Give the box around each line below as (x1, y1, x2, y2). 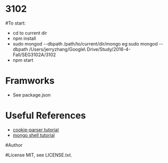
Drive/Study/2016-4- (87, 46, 131, 52)
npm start (12, 57, 33, 63)
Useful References (5, 110, 86, 122)
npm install (12, 35, 36, 41)
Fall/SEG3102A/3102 (12, 52, 56, 58)
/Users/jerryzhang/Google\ (29, 46, 86, 52)
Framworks (5, 75, 55, 87)
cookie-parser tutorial (12, 126, 59, 133)
